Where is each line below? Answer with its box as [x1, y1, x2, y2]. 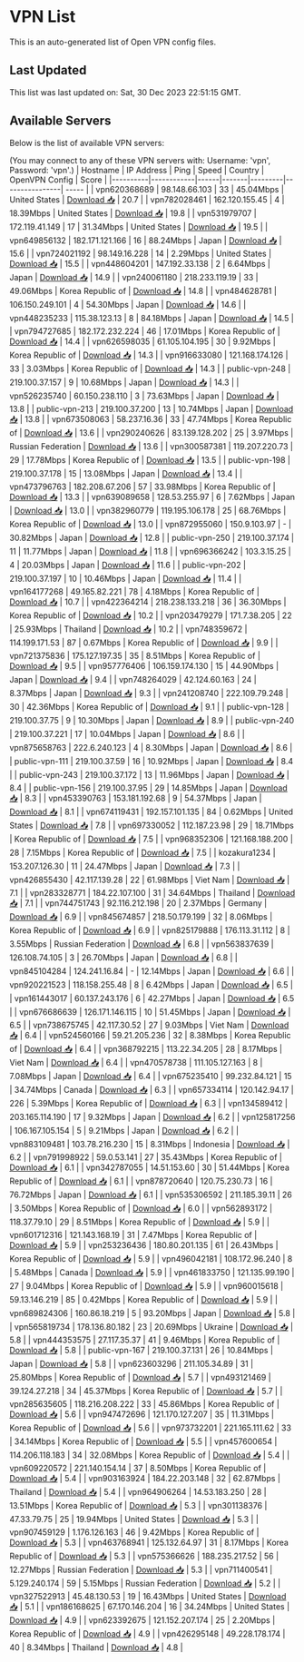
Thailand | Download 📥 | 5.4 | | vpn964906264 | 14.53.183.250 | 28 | [9, 1486, 267, 1497]
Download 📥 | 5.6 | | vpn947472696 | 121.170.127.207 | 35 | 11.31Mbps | [9, 1409, 275, 1420]
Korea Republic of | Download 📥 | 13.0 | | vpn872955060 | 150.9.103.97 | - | [9, 518, 292, 529]
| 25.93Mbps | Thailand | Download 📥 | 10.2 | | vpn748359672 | [9, 624, 248, 634]
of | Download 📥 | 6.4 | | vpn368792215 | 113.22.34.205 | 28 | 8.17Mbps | [9, 1043, 283, 1054]
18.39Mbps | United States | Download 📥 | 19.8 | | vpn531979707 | [9, 207, 257, 219]
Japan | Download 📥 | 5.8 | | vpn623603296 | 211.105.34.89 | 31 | [9, 1358, 254, 1369]
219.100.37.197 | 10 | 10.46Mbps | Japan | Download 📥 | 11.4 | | [9, 573, 242, 584]
